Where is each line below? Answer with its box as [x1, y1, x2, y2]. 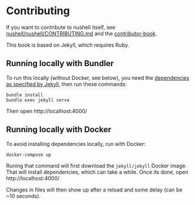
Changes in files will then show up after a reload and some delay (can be [6, 186, 183, 193]
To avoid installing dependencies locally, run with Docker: [6, 140, 146, 147]
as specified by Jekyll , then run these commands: [6, 80, 127, 87]
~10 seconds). [6, 192, 41, 199]
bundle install [6, 92, 44, 98]
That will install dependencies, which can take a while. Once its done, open [6, 168, 189, 175]
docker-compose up [6, 152, 51, 158]
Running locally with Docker [6, 125, 112, 135]
